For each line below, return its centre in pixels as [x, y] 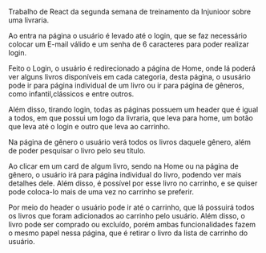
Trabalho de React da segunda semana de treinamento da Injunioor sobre [130, 12]
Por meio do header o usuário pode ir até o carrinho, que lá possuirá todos [131, 207]
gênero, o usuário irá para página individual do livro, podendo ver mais [125, 175]
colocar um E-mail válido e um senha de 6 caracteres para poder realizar [129, 44]
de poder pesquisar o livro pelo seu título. [77, 151]
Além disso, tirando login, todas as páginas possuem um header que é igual [133, 109]
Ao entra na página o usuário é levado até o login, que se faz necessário [128, 36]
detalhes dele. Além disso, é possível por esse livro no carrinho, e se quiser [133, 183]
